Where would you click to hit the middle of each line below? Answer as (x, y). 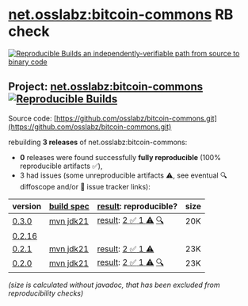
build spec (69, 206)
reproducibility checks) (46, 293)
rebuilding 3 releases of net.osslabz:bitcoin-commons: (98, 142)
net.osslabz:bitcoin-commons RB (121, 15)
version (27, 206)
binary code (28, 62)
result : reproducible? (137, 206)
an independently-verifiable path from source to (161, 53)
